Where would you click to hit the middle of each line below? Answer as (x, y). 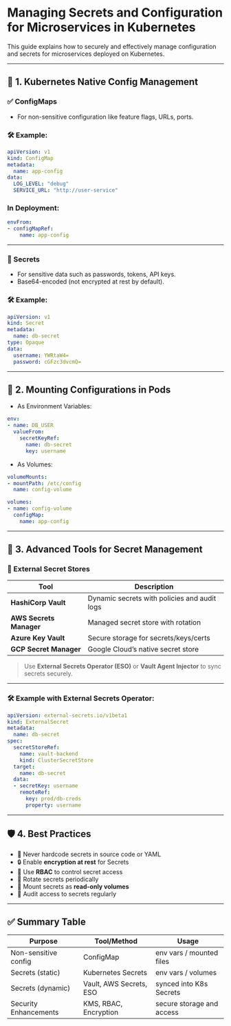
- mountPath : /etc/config (44, 483)
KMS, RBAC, (103, 1004)
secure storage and (187, 1004)
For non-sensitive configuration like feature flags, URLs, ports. (105, 117)
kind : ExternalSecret (38, 722)
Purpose (44, 941)
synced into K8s (182, 984)
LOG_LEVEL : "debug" (41, 184)
